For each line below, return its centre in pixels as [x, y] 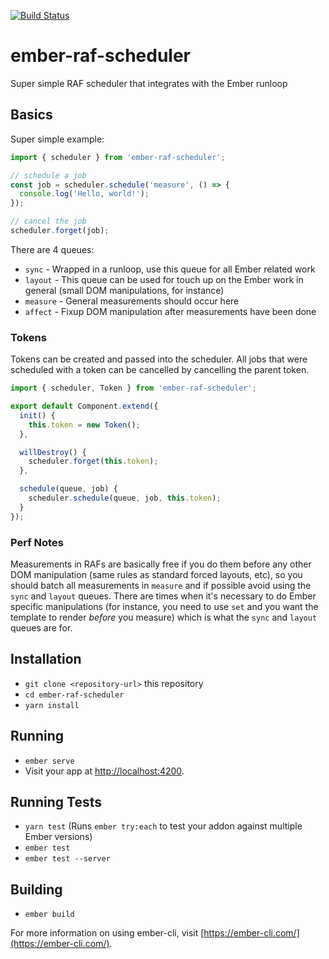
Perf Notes [37, 542]
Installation [46, 659]
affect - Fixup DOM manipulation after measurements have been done [170, 311]
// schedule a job [48, 175]
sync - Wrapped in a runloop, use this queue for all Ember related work [170, 269]
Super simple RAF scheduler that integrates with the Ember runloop [149, 83]
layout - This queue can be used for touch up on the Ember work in [164, 279]
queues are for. [41, 627]
